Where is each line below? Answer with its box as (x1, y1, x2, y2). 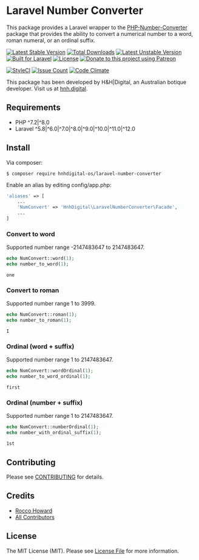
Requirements (6, 103, 61, 113)
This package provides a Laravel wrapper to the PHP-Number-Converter (6, 24, 188, 31)
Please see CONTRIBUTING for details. (6, 473, 104, 480)
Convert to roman (6, 286, 59, 295)
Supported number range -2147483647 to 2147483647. (6, 244, 144, 251)
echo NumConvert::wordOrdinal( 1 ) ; (6, 368, 94, 374)
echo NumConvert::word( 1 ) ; (6, 256, 75, 262)
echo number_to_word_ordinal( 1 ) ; (6, 374, 91, 380)
